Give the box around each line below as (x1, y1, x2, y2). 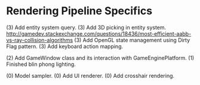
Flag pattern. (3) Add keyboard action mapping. (6, 43, 124, 50)
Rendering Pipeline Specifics (6, 4, 153, 18)
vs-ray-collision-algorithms (6, 36, 73, 43)
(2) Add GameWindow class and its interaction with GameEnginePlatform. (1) (6, 54, 195, 61)
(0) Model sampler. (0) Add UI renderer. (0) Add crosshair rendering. (6, 72, 175, 79)
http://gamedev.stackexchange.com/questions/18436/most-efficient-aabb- (6, 30, 192, 37)
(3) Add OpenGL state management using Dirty (74, 36, 190, 43)
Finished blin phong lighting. (6, 61, 76, 68)
